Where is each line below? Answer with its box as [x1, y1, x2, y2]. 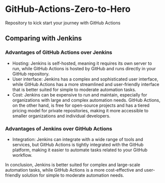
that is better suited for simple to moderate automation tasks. [12, 87, 136, 92]
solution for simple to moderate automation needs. [22, 172, 124, 178]
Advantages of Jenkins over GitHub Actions [5, 125, 112, 132]
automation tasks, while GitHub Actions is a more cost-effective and [5, 167, 143, 173]
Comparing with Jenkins [5, 34, 82, 43]
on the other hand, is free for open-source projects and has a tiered [12, 102, 150, 108]
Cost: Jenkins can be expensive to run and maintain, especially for [12, 91, 148, 97]
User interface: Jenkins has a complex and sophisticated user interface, [12, 76, 159, 82]
